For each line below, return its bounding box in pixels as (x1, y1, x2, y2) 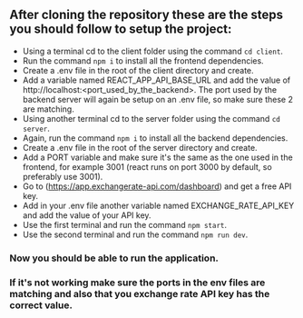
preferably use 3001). (22, 171, 103, 182)
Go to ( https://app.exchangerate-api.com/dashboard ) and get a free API (22, 181, 292, 192)
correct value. (9, 299, 73, 312)
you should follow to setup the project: (9, 22, 232, 37)
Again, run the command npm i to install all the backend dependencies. (22, 132, 288, 144)
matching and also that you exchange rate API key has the (9, 287, 270, 300)
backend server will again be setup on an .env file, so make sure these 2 (22, 94, 293, 104)
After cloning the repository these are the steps (9, 7, 284, 23)
